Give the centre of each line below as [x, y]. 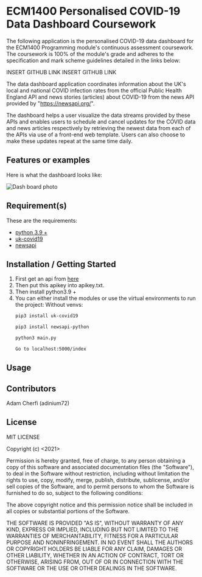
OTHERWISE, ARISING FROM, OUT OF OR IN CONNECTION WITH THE [95, 562]
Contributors [31, 389]
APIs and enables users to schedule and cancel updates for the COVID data [101, 121]
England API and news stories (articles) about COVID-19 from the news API [100, 97]
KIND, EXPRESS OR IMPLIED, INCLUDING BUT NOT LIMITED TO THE [92, 529]
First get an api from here [47, 279]
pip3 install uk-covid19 [47, 316]
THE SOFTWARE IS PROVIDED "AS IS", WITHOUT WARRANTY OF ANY [95, 523]
